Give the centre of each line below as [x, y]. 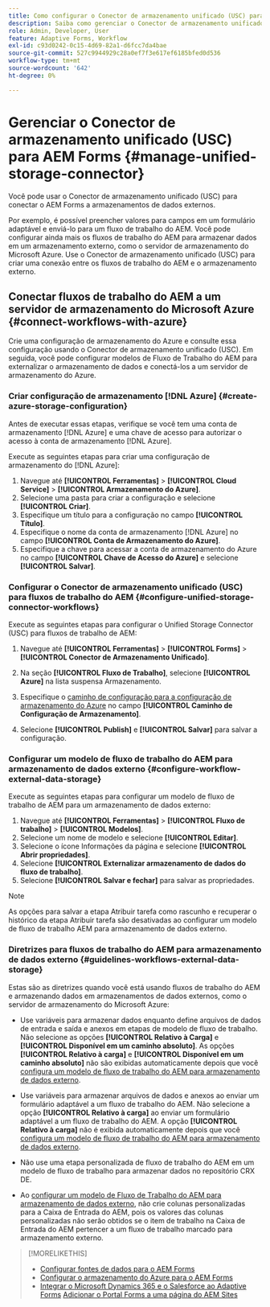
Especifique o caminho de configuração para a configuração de [126, 697]
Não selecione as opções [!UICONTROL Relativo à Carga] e [119, 1037]
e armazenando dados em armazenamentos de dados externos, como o [128, 996]
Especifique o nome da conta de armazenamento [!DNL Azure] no [129, 532]
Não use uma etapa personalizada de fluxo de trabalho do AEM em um [137, 1162]
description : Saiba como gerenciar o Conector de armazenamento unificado [136, 23]
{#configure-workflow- [194, 769]
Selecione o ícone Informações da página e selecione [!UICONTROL [133, 846]
